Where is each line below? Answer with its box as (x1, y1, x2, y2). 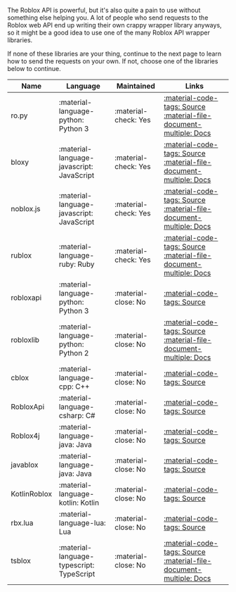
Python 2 (58, 348, 89, 358)
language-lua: (58, 518, 107, 527)
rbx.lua (11, 518, 34, 527)
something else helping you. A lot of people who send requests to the (7, 13, 209, 22)
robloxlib (11, 335, 40, 344)
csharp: (58, 411, 84, 420)
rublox (11, 251, 32, 260)
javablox (11, 460, 39, 470)
